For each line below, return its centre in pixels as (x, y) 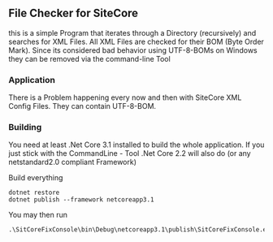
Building (25, 127)
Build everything (36, 178)
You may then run (38, 215)
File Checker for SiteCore (74, 13)
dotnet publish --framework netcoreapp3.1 (81, 200)
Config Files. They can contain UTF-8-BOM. (82, 106)
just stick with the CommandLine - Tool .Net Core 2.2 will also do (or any (130, 153)
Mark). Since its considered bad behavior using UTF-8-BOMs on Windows (133, 50)
